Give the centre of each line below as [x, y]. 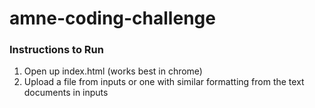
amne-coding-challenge [112, 18]
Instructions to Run [56, 50]
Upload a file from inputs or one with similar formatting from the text [164, 82]
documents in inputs [66, 93]
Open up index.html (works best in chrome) [113, 71]
